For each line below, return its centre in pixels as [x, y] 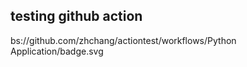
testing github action [76, 16]
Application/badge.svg [57, 51]
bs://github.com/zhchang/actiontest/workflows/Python [123, 40]
